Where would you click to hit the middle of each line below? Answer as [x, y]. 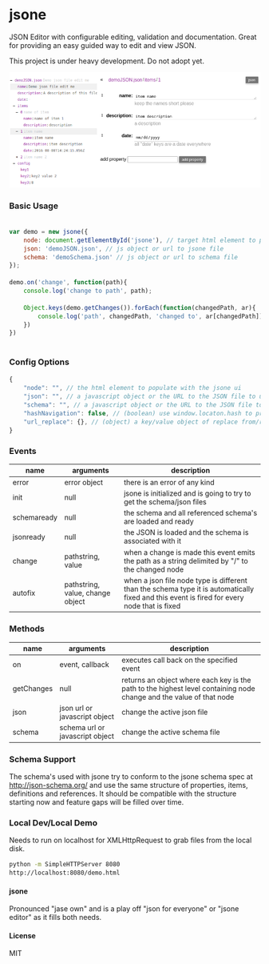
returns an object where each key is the [186, 680]
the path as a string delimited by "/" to [186, 560]
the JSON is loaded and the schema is [186, 532]
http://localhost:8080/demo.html [65, 873]
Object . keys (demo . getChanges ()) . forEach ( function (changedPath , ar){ [140, 307]
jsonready [29, 536]
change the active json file [165, 712]
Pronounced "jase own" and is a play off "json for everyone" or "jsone [124, 909]
